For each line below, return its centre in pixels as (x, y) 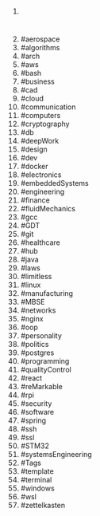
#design (34, 149)
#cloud (32, 99)
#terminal (36, 480)
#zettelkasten (43, 506)
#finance (35, 200)
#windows (37, 488)
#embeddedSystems (55, 183)
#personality (41, 336)
